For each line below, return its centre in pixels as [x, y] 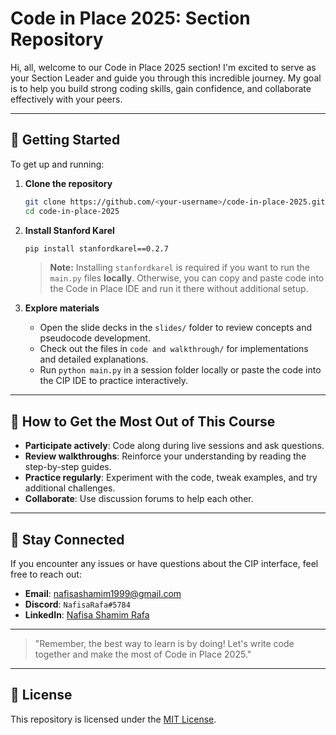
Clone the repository [68, 183]
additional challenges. [70, 488]
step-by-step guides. [68, 467]
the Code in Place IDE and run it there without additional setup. [179, 289]
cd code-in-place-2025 [72, 211]
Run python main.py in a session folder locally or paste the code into [180, 370]
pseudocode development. [95, 338]
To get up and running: [57, 164]
